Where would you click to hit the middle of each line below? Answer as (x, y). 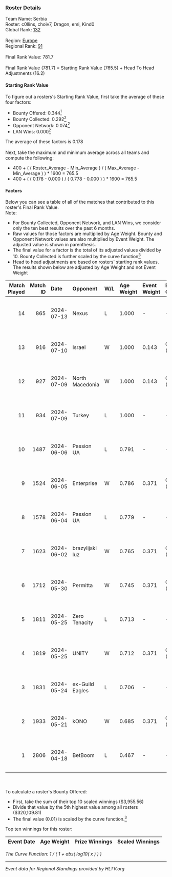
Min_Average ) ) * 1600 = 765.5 (45, 173)
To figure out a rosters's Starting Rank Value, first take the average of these (85, 96)
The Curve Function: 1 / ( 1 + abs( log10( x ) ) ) (53, 854)
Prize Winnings (93, 842)
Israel (79, 347)
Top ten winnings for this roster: (39, 829)
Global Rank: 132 (23, 30)
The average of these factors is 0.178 (44, 142)
